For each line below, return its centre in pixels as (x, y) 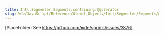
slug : (10, 14)
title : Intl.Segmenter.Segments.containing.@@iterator (62, 9)
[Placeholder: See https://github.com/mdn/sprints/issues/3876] (69, 27)
